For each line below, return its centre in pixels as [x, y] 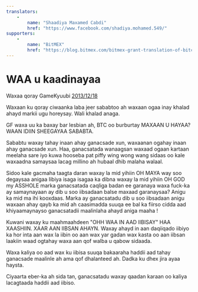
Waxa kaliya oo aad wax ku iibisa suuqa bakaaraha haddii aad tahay [88, 252]
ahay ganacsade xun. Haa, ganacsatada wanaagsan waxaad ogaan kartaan [98, 149]
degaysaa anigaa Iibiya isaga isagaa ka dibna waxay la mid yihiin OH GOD [95, 179]
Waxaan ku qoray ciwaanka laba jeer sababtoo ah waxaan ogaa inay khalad [98, 107]
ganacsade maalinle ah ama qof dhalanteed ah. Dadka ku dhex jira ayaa [93, 258]
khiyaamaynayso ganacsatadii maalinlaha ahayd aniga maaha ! [82, 210]
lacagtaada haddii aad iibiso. [41, 283]
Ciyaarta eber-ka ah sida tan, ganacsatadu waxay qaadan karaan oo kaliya [97, 276]
